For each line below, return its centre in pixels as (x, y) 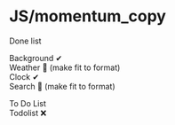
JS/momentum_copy (88, 16)
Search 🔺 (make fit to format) (62, 86)
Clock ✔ (24, 76)
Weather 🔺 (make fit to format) (65, 67)
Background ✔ (36, 58)
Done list (25, 41)
